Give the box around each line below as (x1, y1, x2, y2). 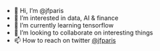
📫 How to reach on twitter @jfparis (13, 37, 117, 44)
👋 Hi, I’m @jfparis (13, 7, 64, 14)
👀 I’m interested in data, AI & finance (13, 14, 119, 22)
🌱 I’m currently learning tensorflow (13, 21, 114, 29)
